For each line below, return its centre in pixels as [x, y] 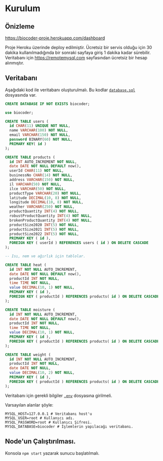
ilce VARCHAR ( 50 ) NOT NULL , [38, 189]
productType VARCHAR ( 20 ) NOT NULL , [45, 193]
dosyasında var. [21, 95]
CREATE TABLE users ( [27, 121]
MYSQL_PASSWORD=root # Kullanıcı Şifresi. [49, 422]
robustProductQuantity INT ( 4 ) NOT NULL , [51, 216]
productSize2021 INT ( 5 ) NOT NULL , [44, 229]
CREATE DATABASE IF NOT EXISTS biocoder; [48, 104]
